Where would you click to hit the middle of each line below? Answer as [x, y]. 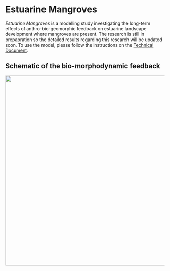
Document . [17, 50]
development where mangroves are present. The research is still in [75, 34]
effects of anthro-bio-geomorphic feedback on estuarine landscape [76, 28]
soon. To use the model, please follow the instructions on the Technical [79, 45]
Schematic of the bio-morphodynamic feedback [83, 66]
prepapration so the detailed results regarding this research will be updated [84, 40]
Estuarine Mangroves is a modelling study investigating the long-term [78, 23]
